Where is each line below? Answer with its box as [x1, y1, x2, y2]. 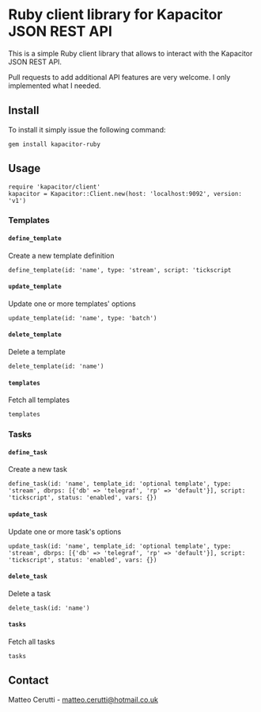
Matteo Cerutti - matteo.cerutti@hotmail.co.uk [8, 695, 158, 704]
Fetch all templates [8, 395, 70, 405]
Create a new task [8, 465, 67, 474]
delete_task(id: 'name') [8, 604, 90, 612]
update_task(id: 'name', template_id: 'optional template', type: [8, 542, 232, 550]
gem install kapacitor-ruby [8, 140, 101, 148]
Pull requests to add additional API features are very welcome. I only [8, 72, 231, 82]
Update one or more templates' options [8, 299, 136, 308]
